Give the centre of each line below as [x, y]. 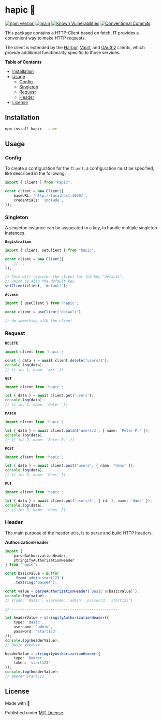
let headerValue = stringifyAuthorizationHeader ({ [57, 618]
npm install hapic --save [31, 129]
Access [12, 295]
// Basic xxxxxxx [22, 645]
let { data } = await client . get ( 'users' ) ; [50, 395]
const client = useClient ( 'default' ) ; [44, 312]
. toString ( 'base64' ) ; [35, 583]
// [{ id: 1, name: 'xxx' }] [34, 369]
